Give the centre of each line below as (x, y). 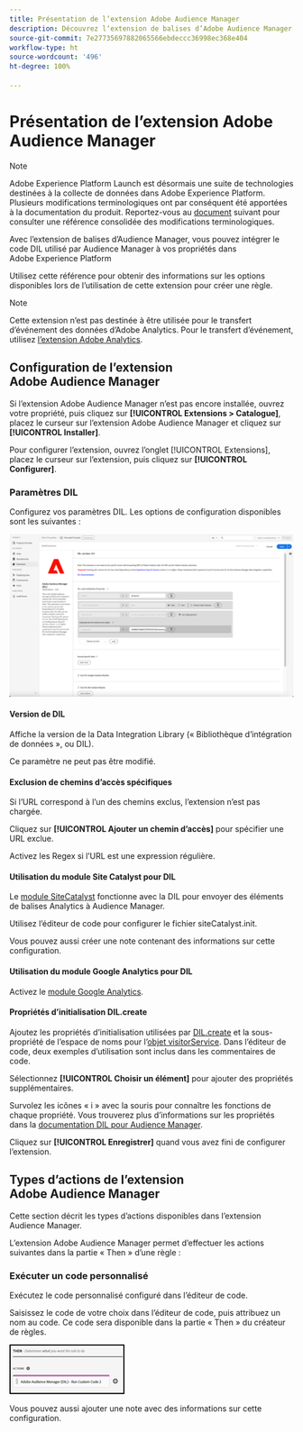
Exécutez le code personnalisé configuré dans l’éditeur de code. (129, 1295)
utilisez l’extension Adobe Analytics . (76, 339)
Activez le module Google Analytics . (77, 991)
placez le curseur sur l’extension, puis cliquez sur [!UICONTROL (129, 459)
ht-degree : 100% (40, 67)
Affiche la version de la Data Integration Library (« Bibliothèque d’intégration (151, 734)
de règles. (28, 1332)
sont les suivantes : (45, 521)
